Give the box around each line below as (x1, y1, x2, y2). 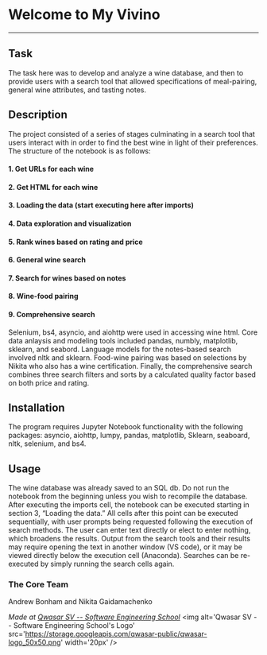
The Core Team (8, 579, 69, 590)
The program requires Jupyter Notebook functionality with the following (8, 422, 244, 432)
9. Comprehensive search (8, 309, 95, 319)
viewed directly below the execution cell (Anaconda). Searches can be (8, 551, 239, 560)
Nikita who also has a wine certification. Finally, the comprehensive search (8, 361, 253, 370)
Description (8, 108, 68, 122)
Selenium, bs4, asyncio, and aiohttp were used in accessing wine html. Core (8, 327, 258, 337)
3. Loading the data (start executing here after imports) (8, 200, 195, 210)
